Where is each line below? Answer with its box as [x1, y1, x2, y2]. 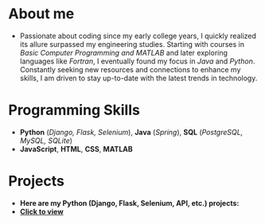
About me [8, 5, 75, 23]
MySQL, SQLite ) [19, 136, 73, 145]
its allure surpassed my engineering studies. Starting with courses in [19, 39, 245, 48]
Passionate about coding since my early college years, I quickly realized [19, 31, 257, 41]
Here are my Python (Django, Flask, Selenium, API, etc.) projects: [19, 198, 240, 207]
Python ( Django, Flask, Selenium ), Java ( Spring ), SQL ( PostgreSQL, [19, 127, 244, 137]
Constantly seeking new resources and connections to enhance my [19, 64, 241, 74]
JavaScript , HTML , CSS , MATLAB [19, 144, 133, 153]
